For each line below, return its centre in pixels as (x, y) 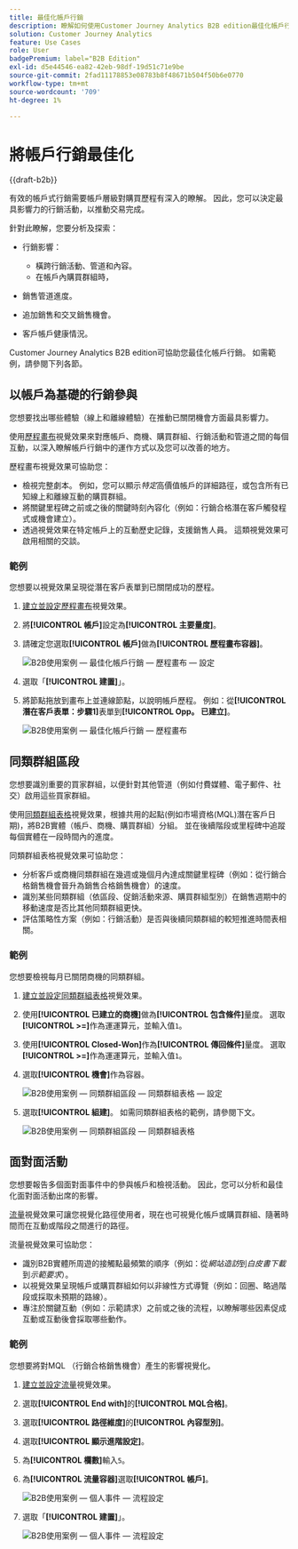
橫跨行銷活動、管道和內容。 (86, 266)
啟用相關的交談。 (53, 541)
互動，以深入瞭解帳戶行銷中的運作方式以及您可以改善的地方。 (122, 448)
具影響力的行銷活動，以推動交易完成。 (79, 209)
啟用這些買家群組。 (59, 796)
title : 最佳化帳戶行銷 (47, 17)
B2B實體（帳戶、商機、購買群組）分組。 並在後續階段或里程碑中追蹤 (160, 826)
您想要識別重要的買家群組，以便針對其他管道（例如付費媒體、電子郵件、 (141, 784)
